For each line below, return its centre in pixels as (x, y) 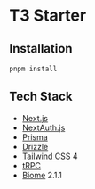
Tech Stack (41, 97)
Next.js (35, 118)
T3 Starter (48, 16)
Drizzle (35, 146)
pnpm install (33, 69)
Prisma (35, 137)
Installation (41, 49)
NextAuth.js (44, 127)
